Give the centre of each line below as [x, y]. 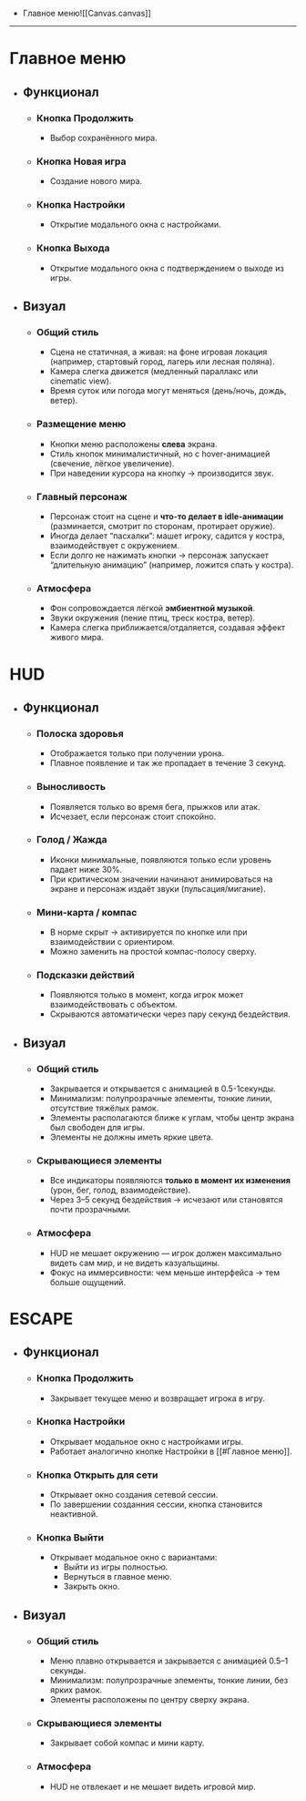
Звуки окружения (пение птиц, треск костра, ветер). [153, 618]
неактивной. [74, 1514]
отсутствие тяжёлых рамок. [104, 1108]
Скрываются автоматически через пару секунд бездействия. [170, 1014]
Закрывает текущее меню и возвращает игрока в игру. [158, 1398]
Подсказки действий [85, 976]
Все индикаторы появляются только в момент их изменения [170, 1181]
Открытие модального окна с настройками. [135, 225]
